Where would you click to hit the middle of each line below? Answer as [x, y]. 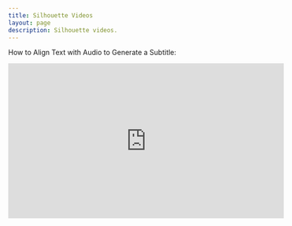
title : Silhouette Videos [50, 15]
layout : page [30, 23]
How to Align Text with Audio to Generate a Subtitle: [92, 53]
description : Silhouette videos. [63, 30]
